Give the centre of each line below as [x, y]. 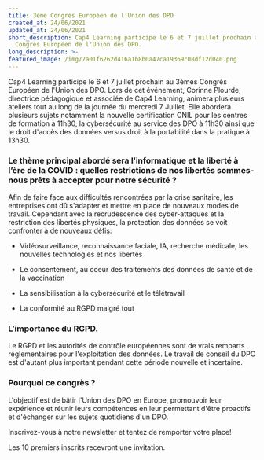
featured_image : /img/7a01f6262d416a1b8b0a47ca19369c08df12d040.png [123, 60]
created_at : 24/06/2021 [47, 23]
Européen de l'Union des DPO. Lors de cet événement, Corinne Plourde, [125, 90]
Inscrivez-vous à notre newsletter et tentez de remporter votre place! [120, 432]
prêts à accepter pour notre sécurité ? [103, 180]
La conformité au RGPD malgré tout [77, 308]
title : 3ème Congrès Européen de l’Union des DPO [91, 15]
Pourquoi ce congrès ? [52, 383]
